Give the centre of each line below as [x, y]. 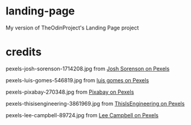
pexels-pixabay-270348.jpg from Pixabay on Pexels [70, 92]
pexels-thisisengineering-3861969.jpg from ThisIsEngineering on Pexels [95, 103]
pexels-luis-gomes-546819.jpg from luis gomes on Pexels [77, 80]
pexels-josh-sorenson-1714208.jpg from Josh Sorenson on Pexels [88, 69]
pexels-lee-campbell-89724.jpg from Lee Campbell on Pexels [82, 115]
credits [23, 52]
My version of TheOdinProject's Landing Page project [72, 28]
